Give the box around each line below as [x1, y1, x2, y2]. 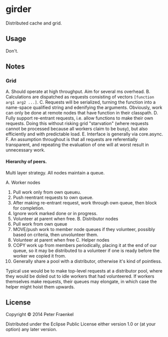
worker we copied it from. [12, 252, 66, 258]
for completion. [12, 205, 44, 211]
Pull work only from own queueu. [12, 189, 81, 195]
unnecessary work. [5, 147, 45, 153]
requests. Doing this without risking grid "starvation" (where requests [5, 120, 149, 126]
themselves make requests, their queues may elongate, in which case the [5, 278, 157, 284]
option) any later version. [5, 326, 57, 332]
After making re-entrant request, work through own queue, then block [12, 199, 157, 205]
